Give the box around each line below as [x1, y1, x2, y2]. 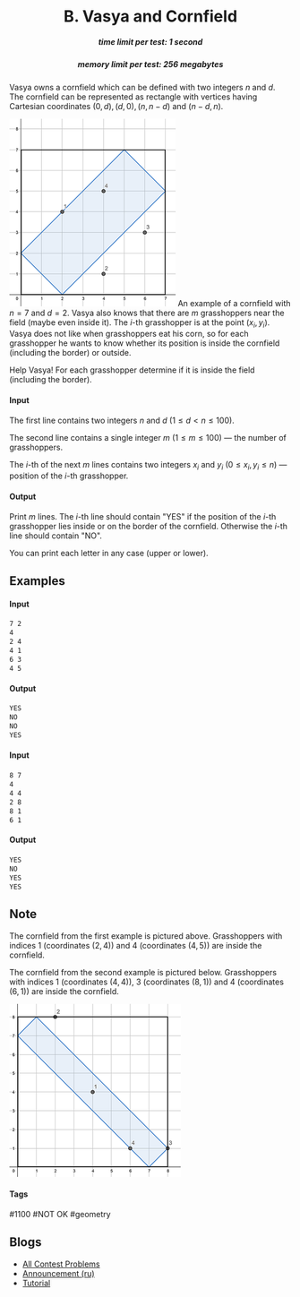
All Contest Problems [21, 1258, 100, 1269]
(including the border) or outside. [9, 348, 132, 358]
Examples [9, 573, 65, 588]
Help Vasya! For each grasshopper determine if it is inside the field [9, 365, 255, 375]
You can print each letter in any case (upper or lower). [9, 547, 209, 558]
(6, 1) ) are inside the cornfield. [9, 985, 119, 996]
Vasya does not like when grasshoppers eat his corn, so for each [9, 329, 249, 339]
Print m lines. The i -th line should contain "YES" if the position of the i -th [9, 511, 277, 521]
